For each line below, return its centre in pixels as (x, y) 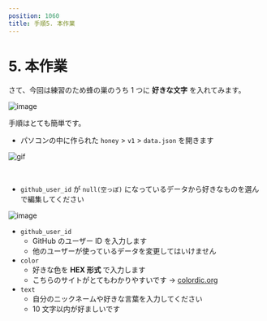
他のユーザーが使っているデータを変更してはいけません (124, 251)
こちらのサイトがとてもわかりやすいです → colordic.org (125, 280)
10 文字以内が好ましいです (76, 309)
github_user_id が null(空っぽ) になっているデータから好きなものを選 (136, 189)
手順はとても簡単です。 (47, 124)
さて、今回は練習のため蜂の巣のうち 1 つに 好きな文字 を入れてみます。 (127, 90)
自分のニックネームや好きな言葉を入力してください (117, 299)
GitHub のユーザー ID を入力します (90, 241)
